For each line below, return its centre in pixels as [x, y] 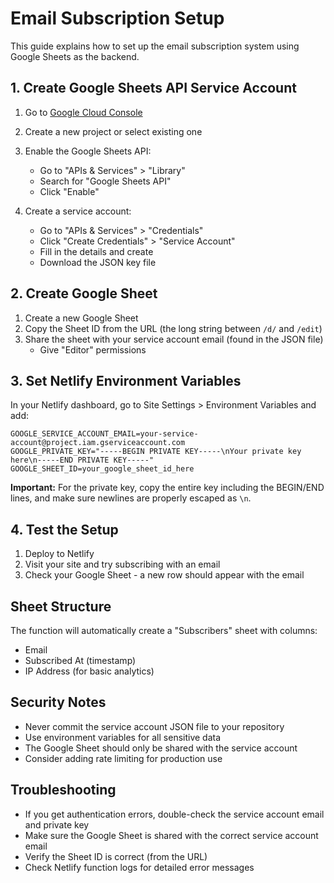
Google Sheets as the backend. [75, 56]
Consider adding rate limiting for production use [123, 758]
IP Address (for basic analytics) [89, 671]
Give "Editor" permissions [93, 349]
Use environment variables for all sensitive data [123, 737]
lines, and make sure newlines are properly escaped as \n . [131, 498]
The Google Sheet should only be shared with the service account [161, 748]
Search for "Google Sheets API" [105, 181]
